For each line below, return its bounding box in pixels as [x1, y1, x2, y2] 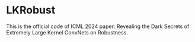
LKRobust [6, 3, 56, 17]
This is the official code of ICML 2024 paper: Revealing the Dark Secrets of [6, 23, 190, 30]
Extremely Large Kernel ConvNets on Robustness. [6, 29, 129, 36]
